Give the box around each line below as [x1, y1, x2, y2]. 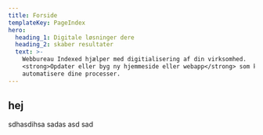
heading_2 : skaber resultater [15, 41, 113, 49]
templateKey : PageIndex [8, 19, 86, 27]
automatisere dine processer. [22, 70, 121, 78]
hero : [8, 26, 26, 34]
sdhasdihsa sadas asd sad [8, 119, 94, 130]
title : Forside [8, 11, 58, 20]
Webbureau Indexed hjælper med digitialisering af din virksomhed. [22, 56, 247, 64]
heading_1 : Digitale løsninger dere [15, 33, 135, 42]
